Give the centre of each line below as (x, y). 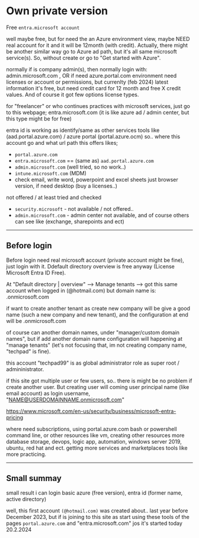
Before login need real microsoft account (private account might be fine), (95, 260)
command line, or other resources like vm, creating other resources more (95, 435)
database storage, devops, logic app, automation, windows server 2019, (94, 441)
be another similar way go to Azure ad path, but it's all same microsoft (92, 51)
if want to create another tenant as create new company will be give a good (98, 308)
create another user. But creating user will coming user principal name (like (98, 387)
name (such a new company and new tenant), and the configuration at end (97, 314)
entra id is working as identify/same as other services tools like (83, 130)
